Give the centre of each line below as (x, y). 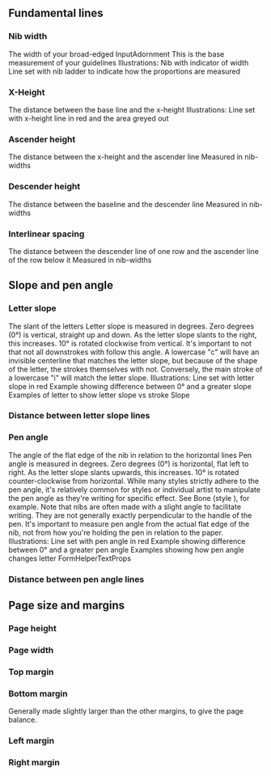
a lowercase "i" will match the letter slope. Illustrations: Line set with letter (131, 377)
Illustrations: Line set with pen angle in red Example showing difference (127, 541)
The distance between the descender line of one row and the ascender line (133, 251)
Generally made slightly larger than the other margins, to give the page (126, 711)
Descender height (44, 187)
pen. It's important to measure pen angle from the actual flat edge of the (129, 524)
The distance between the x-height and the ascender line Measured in (126, 157)
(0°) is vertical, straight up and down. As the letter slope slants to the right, (133, 334)
